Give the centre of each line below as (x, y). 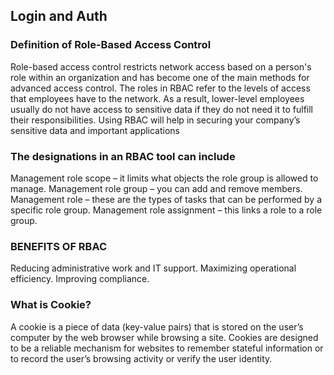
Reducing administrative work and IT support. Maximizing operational (153, 268)
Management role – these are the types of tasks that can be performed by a (166, 199)
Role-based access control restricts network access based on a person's (161, 66)
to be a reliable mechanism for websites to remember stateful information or (167, 348)
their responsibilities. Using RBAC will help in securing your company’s (155, 120)
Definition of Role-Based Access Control (111, 45)
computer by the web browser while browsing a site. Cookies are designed (164, 337)
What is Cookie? (51, 305)
